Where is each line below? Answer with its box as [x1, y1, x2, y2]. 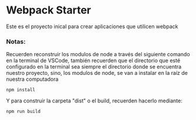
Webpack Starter [6, 4, 91, 17]
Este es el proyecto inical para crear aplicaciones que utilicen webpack [6, 23, 178, 30]
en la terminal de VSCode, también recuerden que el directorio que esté [6, 57, 181, 64]
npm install [6, 87, 35, 93]
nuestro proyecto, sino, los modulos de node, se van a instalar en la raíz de [6, 70, 188, 77]
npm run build [6, 109, 41, 115]
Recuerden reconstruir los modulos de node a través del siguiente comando [6, 51, 190, 58]
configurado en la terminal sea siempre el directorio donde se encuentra [6, 63, 182, 70]
